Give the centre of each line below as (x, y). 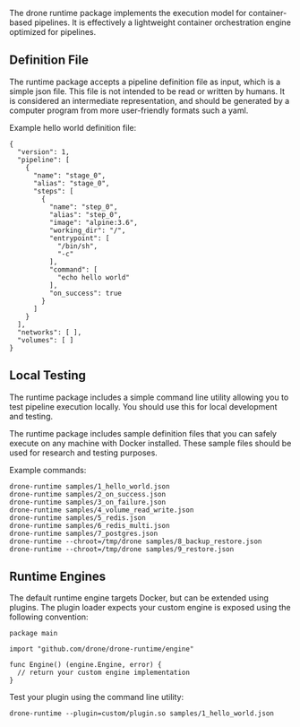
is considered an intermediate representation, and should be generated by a (150, 100)
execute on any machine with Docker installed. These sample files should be (150, 443)
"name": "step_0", (83, 207)
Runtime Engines (58, 577)
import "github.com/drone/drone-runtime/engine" (102, 649)
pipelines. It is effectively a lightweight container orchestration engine (163, 22)
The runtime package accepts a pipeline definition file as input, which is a (145, 82)
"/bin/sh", (77, 246)
